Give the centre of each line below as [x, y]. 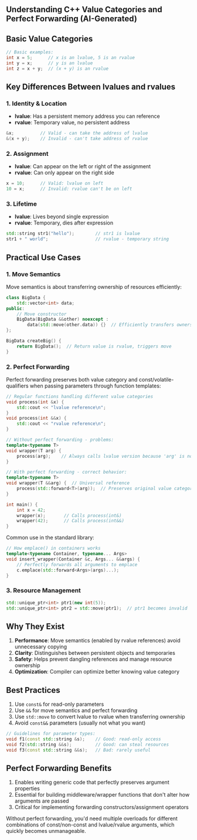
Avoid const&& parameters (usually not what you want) [80, 723]
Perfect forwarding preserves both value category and [72, 379]
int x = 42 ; [31, 510]
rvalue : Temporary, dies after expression [64, 223]
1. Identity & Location [37, 104]
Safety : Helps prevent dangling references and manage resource [93, 659]
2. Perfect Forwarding [38, 367]
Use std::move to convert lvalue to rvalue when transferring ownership [100, 717]
